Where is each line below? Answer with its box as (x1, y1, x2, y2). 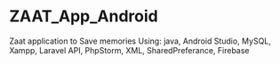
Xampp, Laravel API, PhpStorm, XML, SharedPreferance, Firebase (9, 44, 251, 55)
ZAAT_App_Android (9, 6, 158, 27)
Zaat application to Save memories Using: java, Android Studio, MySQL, (9, 36, 271, 46)
